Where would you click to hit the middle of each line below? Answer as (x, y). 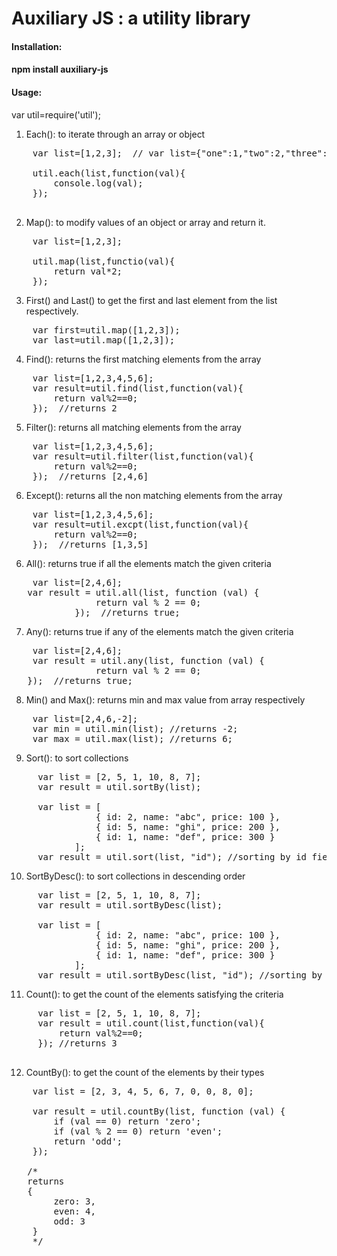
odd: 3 (69, 1221)
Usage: (27, 92)
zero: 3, (74, 1201)
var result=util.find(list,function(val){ (138, 388)
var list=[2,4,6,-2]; (85, 718)
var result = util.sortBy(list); (119, 786)
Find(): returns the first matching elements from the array (143, 359)
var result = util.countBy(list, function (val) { (159, 1111)
